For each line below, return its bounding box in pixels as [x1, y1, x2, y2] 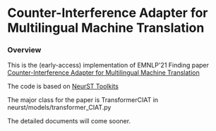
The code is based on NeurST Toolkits [7, 82, 119, 91]
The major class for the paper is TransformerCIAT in [7, 96, 159, 104]
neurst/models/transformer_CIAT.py [7, 104, 112, 112]
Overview [7, 45, 42, 55]
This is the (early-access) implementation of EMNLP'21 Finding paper [7, 61, 210, 70]
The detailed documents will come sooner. [7, 117, 131, 125]
